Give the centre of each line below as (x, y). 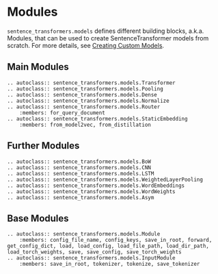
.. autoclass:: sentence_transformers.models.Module (84, 234)
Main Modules (38, 67)
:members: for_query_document (63, 113)
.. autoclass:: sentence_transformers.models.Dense (82, 95)
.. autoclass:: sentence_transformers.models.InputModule (91, 258)
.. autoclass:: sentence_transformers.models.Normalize (88, 101)
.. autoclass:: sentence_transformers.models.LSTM (81, 173)
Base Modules (38, 218)
